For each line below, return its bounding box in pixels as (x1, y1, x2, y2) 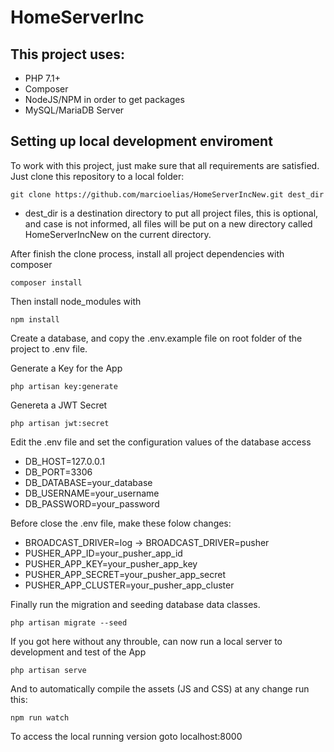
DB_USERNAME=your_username (24, 487, 160, 499)
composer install (10, 277, 83, 288)
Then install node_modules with (10, 295, 142, 307)
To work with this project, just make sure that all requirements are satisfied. (10, 159, 320, 171)
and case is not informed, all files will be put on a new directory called (24, 217, 313, 230)
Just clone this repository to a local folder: (10, 170, 185, 182)
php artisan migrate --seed (10, 617, 128, 628)
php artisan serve (10, 665, 87, 675)
